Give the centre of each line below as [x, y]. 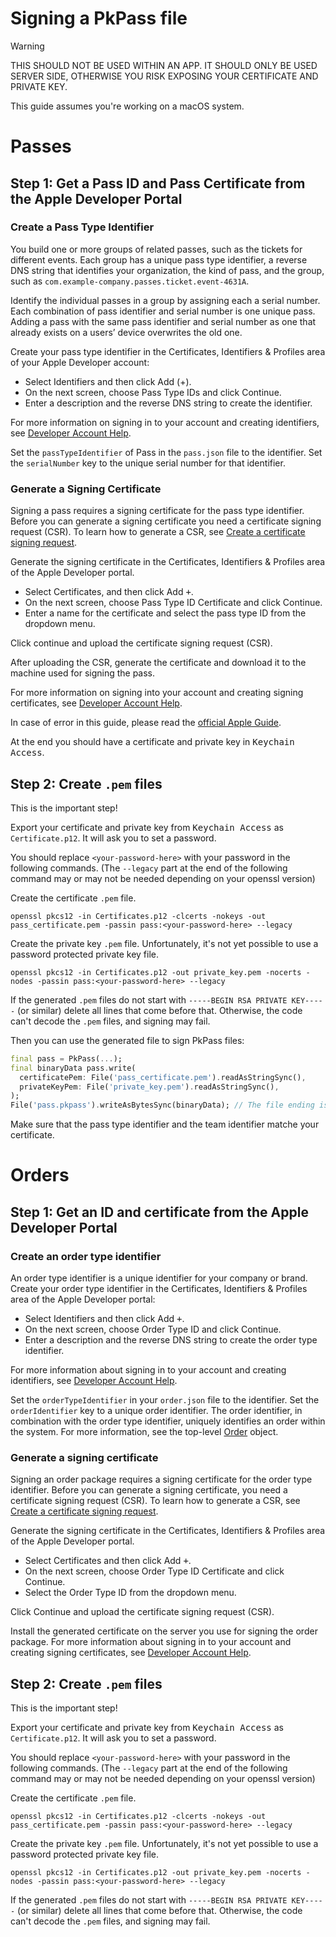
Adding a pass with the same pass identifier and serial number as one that [163, 321]
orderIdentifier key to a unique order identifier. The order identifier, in [156, 1411]
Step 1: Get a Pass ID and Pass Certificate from [158, 183]
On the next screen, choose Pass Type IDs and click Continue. [153, 392]
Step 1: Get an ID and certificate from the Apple [159, 1212]
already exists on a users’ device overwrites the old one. [126, 332]
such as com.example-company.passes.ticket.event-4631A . [130, 281]
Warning [27, 46]
